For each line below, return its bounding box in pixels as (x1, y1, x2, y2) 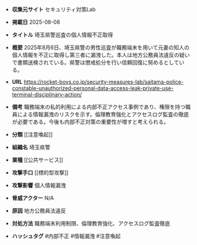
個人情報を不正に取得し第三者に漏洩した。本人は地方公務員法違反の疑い (11, 51, 190, 59)
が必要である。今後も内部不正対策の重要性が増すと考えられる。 (11, 118, 169, 125)
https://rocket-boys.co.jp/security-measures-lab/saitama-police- (23, 78, 184, 85)
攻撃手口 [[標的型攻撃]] (11, 169, 69, 176)
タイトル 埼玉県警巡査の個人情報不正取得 (11, 31, 113, 38)
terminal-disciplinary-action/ (11, 91, 82, 98)
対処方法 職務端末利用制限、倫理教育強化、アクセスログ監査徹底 (11, 220, 171, 226)
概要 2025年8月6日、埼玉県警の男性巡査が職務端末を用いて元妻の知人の (11, 44, 190, 51)
